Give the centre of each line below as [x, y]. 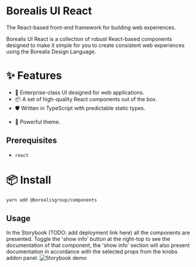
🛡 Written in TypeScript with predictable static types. [80, 108]
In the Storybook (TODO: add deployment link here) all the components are [98, 233]
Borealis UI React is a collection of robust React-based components [89, 39]
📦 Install [29, 180]
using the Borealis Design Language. [51, 51]
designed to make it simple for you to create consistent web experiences [95, 45]
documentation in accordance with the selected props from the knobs [92, 252]
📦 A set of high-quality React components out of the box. [86, 99]
